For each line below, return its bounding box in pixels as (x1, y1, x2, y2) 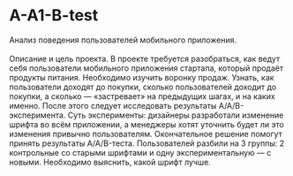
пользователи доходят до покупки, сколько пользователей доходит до (9, 81, 277, 92)
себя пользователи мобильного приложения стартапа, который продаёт (9, 63, 284, 73)
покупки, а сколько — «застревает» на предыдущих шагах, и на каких (9, 90, 275, 102)
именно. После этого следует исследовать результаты (9, 100, 217, 111)
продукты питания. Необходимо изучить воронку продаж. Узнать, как (9, 72, 274, 82)
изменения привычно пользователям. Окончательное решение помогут (9, 128, 282, 139)
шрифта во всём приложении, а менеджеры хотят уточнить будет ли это (9, 119, 284, 129)
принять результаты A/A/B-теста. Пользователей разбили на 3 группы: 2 (9, 138, 285, 149)
